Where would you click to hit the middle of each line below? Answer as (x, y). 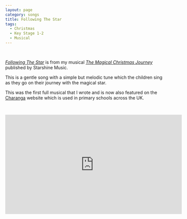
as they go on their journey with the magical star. (56, 83)
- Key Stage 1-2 (27, 33)
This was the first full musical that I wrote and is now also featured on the (81, 92)
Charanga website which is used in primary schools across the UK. (75, 98)
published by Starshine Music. (37, 67)
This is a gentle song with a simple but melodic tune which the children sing (84, 77)
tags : (11, 24)
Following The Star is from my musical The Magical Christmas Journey (79, 62)
